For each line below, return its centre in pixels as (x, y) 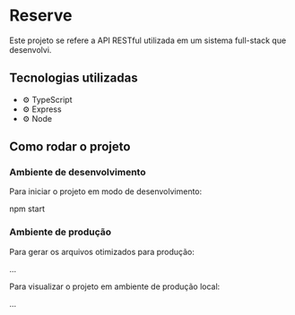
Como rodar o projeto (70, 147)
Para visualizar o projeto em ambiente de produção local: (115, 286)
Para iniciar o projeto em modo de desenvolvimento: (106, 192)
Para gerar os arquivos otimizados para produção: (102, 251)
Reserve (41, 16)
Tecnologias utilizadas (74, 78)
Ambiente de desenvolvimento (78, 173)
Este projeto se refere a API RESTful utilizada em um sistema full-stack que (148, 40)
